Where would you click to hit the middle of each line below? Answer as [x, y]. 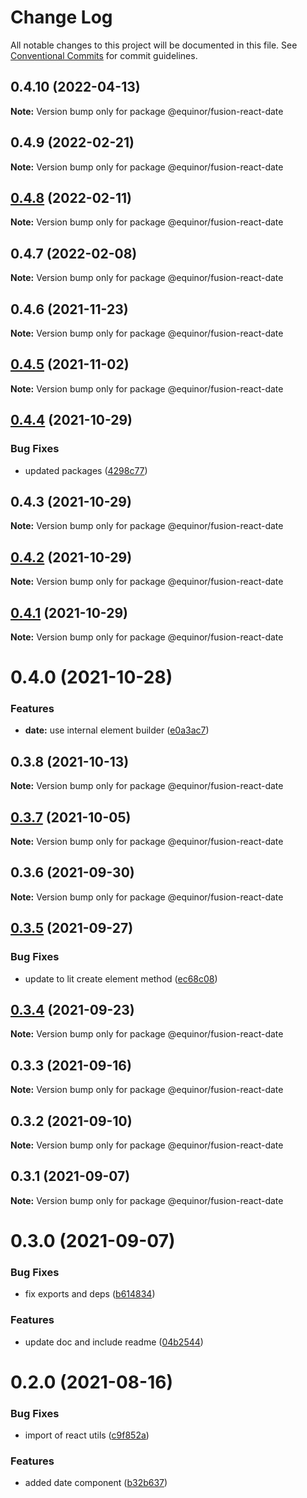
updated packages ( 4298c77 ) [86, 470]
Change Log [61, 17]
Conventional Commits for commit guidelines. [104, 55]
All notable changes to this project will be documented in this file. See [154, 45]
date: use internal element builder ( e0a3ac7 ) [117, 730]
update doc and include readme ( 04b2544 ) [114, 1342]
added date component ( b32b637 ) [96, 1483]
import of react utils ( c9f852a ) [87, 1435]
